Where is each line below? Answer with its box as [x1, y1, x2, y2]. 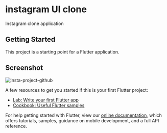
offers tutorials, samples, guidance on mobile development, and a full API [5, 117, 159, 123]
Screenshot [5, 64, 43, 72]
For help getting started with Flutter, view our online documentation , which [5, 112, 162, 118]
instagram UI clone [5, 4, 87, 15]
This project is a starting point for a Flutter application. [5, 48, 120, 55]
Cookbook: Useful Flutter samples [12, 102, 85, 108]
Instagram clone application [5, 20, 64, 26]
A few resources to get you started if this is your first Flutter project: [5, 87, 148, 93]
